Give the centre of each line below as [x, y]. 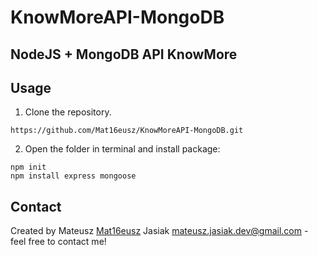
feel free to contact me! [58, 242]
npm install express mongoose [73, 176]
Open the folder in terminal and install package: [122, 149]
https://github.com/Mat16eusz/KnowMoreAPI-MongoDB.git [127, 131]
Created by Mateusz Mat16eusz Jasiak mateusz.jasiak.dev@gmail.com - [159, 231]
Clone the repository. [68, 112]
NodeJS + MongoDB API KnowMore [124, 54]
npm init [28, 167]
